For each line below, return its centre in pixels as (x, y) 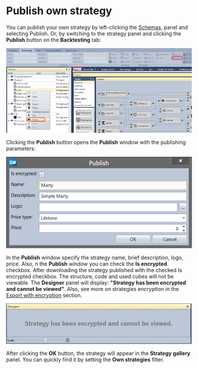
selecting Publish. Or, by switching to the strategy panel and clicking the (94, 33)
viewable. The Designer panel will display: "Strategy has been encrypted (96, 283)
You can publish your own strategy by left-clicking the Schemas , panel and (97, 27)
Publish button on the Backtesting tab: (54, 40)
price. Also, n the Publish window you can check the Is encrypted (87, 264)
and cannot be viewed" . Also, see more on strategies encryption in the (93, 289)
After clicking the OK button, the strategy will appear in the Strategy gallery (98, 354)
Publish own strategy (59, 11)
